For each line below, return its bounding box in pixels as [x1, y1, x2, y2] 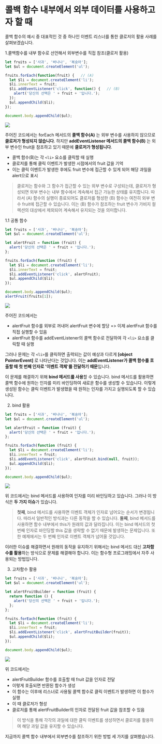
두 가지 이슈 [14, 499, 36, 505]
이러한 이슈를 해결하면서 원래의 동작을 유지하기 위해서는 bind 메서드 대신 [5, 544, 142, 550]
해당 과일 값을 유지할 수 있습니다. [22, 723, 84, 729]
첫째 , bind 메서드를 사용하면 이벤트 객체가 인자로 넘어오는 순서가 [16, 509, 138, 515]
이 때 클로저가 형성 [12, 700, 47, 707]
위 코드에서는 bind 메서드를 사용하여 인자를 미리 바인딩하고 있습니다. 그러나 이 [5, 493, 152, 499]
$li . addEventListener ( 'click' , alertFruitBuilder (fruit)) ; [9, 630, 131, 635]
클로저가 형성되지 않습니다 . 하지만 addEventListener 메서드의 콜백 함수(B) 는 [5, 138, 151, 144]
